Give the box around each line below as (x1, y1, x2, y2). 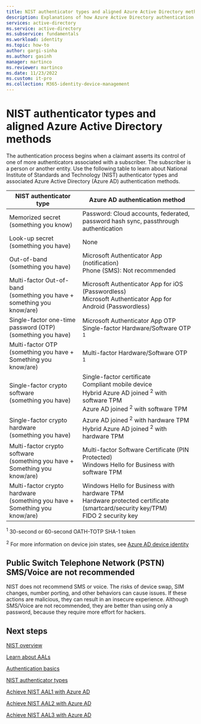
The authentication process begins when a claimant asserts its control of (6, 152, 185, 159)
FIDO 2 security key (82, 511, 138, 520)
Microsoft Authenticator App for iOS (82, 280, 184, 288)
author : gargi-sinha (6, 48, 58, 54)
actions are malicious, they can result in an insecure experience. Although (6, 596, 188, 603)
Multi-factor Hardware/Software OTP (82, 349, 187, 357)
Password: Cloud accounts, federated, (82, 209, 190, 217)
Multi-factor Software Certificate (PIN (82, 446, 190, 454)
